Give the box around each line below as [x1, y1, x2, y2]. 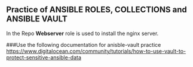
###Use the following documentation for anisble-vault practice [6, 41, 161, 48]
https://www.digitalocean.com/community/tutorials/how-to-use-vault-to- [6, 47, 186, 55]
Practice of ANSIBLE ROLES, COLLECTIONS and [6, 5, 187, 15]
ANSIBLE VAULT [6, 14, 68, 24]
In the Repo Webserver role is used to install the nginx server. [6, 30, 159, 37]
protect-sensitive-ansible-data [6, 53, 82, 61]
